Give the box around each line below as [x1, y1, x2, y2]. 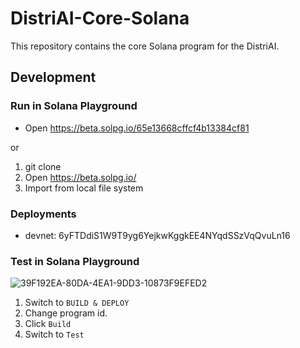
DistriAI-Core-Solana [10, 7, 190, 30]
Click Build [24, 318, 72, 330]
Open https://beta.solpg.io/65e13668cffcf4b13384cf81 [24, 122, 250, 134]
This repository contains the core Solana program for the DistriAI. [10, 40, 280, 52]
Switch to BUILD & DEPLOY [24, 297, 130, 309]
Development [10, 69, 97, 86]
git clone [24, 160, 62, 172]
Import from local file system [24, 182, 144, 194]
